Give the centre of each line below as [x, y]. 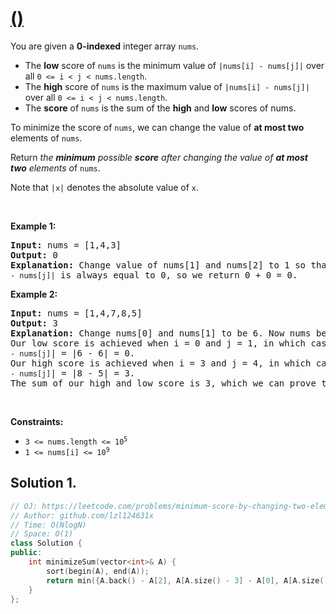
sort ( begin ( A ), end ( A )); [98, 571]
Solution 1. [43, 483]
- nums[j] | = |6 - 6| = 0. [73, 353]
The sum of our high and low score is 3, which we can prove [163, 383]
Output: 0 [34, 255]
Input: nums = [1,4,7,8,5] [76, 313]
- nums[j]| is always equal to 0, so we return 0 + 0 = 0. [154, 275]
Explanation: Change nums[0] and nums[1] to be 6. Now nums [161, 333]
